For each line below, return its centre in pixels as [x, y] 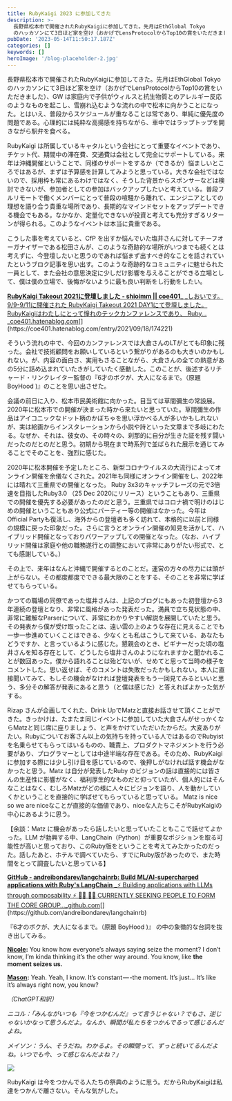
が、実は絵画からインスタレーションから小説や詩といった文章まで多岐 [107, 427]
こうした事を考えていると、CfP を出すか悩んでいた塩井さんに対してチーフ [113, 238]
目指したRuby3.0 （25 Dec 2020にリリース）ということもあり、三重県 [119, 493]
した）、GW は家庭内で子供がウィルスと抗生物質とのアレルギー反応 [126, 96]
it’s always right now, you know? [53, 984]
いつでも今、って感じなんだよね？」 [70, 1054]
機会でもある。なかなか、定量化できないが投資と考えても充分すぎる [109, 214]
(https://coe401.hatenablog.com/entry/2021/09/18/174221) [90, 329]
